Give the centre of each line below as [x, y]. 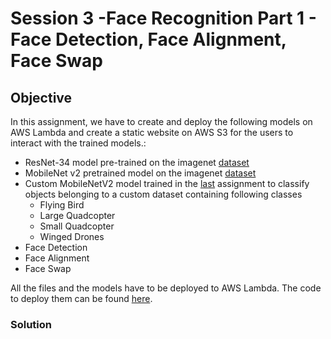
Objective [41, 97]
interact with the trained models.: [78, 143]
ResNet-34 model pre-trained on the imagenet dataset [137, 162]
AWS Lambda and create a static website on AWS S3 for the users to [152, 132]
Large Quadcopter [77, 215]
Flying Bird [62, 205]
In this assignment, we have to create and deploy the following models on [161, 121]
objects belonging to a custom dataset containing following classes [163, 194]
